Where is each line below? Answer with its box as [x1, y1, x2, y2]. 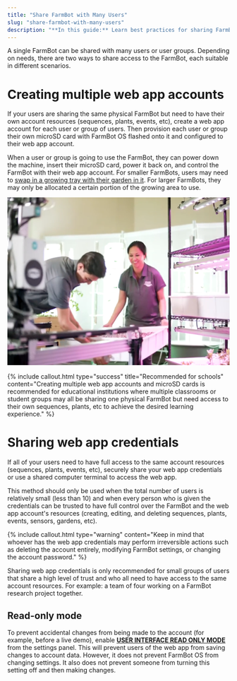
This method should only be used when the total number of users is [7, 487, 204, 495]
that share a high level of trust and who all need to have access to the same [7, 574, 227, 583]
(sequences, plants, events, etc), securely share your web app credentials [7, 466, 222, 474]
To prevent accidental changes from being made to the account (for [7, 629, 205, 637]
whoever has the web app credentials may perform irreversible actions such [7, 538, 229, 547]
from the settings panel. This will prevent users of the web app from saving [7, 644, 226, 652]
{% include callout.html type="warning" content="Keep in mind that [7, 531, 205, 539]
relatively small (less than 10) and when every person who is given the [7, 495, 211, 503]
